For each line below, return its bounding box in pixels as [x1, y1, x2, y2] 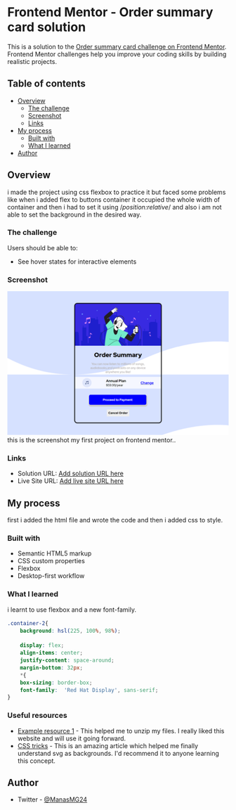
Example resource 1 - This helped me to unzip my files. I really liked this [17, 726, 225, 735]
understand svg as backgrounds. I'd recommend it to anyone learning [17, 749, 220, 757]
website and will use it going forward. [17, 734, 126, 742]
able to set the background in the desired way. [7, 210, 142, 219]
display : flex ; [20, 642, 65, 649]
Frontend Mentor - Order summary [7, 4, 214, 20]
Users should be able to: [7, 243, 79, 252]
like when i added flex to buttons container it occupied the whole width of [7, 195, 220, 204]
